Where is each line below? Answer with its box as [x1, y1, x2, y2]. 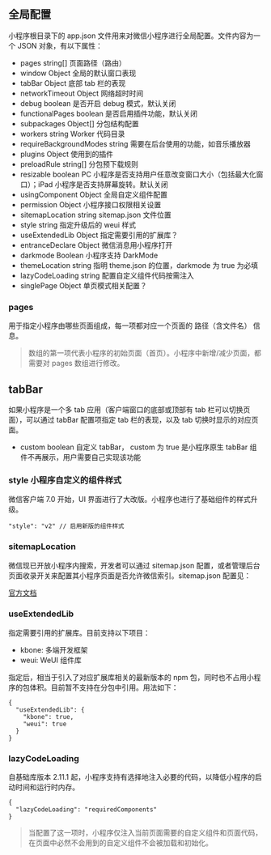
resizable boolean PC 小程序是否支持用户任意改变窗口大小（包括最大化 [19, 169, 256, 179]
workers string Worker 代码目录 [19, 129, 125, 138]
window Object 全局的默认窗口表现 [19, 68, 137, 78]
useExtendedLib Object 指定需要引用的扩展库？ [19, 230, 179, 240]
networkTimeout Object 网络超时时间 [19, 88, 144, 98]
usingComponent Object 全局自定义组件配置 [19, 189, 168, 199]
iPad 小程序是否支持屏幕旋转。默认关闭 [37, 179, 168, 189]
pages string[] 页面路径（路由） [19, 57, 127, 67]
